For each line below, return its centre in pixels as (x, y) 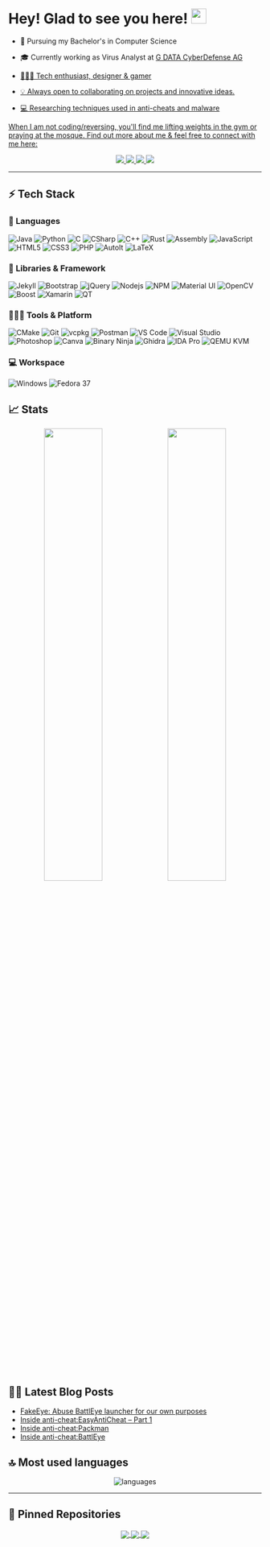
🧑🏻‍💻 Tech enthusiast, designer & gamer (86, 76)
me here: (23, 143)
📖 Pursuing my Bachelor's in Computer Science (98, 41)
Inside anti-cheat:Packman (64, 1429)
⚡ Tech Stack (42, 194)
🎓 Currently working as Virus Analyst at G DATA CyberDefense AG (131, 57)
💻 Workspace (37, 362)
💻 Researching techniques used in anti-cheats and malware (120, 108)
